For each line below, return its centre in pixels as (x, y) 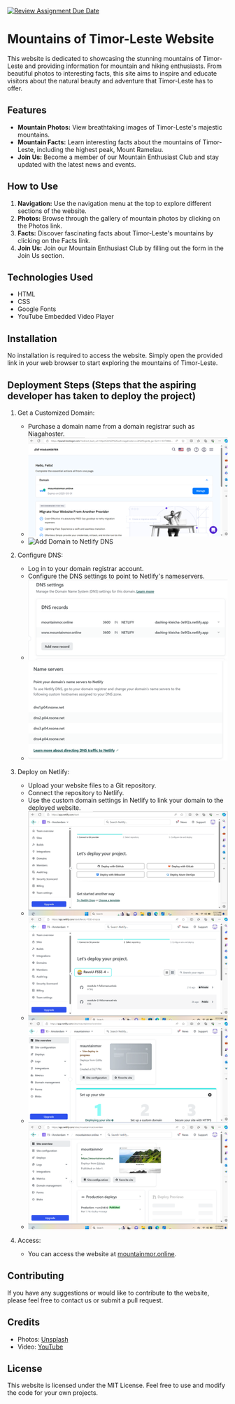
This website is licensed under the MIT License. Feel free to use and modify (116, 1385)
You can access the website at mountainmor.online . (102, 1253)
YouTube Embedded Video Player (65, 317)
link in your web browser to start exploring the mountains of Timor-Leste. (113, 363)
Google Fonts (37, 309)
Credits (24, 1322)
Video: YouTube (40, 1347)
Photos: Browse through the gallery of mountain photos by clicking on (119, 218)
